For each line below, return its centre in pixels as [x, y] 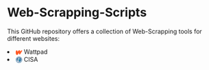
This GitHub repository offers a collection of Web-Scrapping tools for [104, 31]
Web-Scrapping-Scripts [77, 13]
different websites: [34, 38]
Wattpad [36, 52]
